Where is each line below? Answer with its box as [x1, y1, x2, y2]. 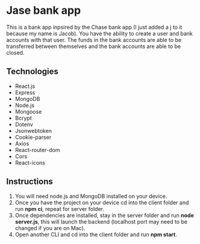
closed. [6, 49, 25, 56]
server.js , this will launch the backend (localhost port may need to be [14, 218, 188, 225]
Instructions [6, 177, 53, 187]
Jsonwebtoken [14, 127, 52, 134]
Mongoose [14, 108, 42, 115]
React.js [14, 82, 36, 90]
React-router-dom [14, 146, 60, 153]
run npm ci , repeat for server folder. [14, 205, 104, 212]
